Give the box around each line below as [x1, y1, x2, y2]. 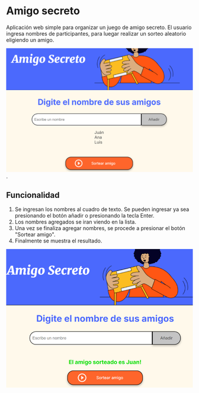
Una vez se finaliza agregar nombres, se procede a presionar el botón [14, 224, 185, 232]
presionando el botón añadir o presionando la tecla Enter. [14, 212, 155, 219]
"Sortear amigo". [14, 231, 56, 238]
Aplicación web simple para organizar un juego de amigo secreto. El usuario [6, 24, 192, 31]
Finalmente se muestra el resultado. [14, 237, 102, 244]
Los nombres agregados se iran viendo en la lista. [14, 218, 136, 225]
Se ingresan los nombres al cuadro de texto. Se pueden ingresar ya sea [14, 206, 190, 213]
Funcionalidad [6, 190, 60, 200]
